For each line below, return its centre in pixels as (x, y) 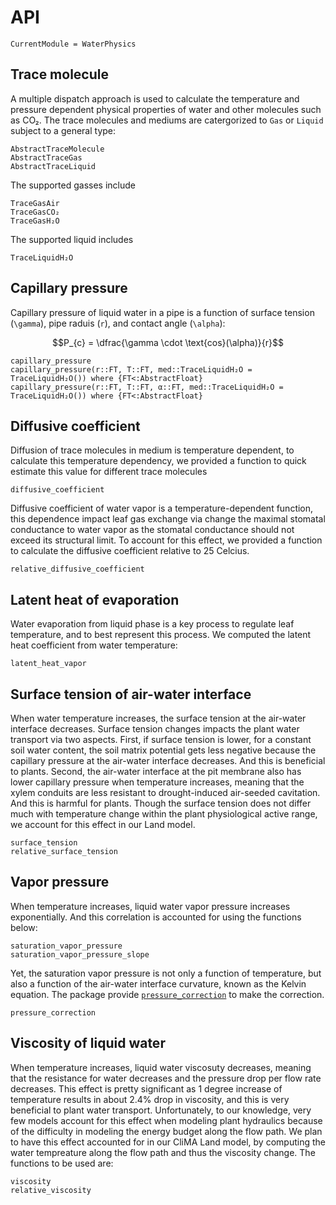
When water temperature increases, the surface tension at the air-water (158, 718)
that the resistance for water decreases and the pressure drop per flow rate (166, 1078)
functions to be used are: (62, 1163)
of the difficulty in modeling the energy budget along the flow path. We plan (166, 1131)
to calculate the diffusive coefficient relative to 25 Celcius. (130, 551)
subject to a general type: (63, 130)
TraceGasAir (35, 203)
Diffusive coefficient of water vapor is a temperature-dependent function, (162, 508)
